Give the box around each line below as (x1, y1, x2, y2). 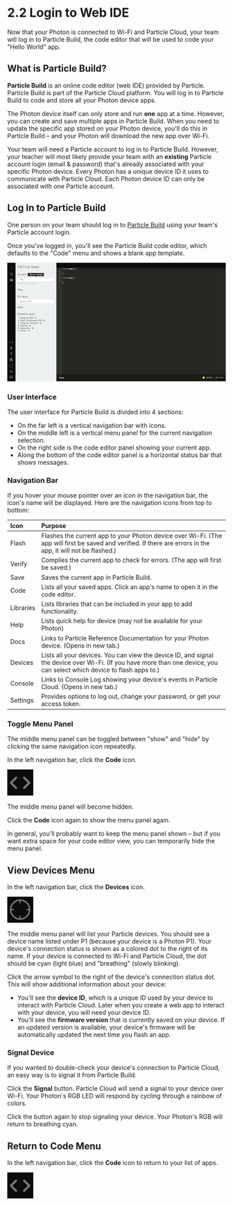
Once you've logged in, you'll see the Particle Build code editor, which (7, 241, 207, 249)
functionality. (41, 607, 78, 616)
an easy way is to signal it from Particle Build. (7, 1071, 137, 1080)
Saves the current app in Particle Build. (41, 573, 152, 581)
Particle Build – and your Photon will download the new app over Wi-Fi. (7, 131, 210, 140)
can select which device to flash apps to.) (41, 666, 160, 674)
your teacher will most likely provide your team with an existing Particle (7, 152, 212, 160)
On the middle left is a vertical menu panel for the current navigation (17, 429, 213, 437)
